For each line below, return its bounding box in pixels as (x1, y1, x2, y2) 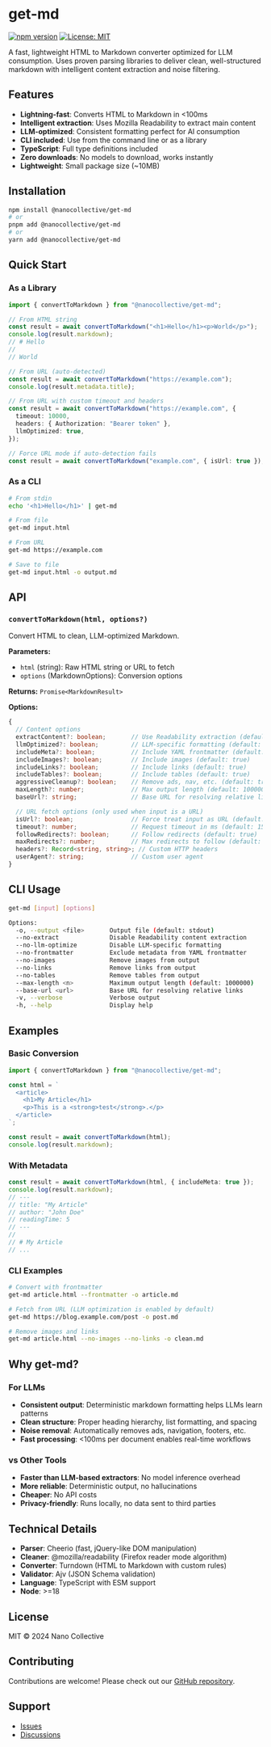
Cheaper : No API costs (19, 1490, 98, 1500)
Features (8, 88, 54, 102)
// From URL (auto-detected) (8, 367, 106, 376)
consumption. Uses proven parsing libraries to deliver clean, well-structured (8, 56, 261, 65)
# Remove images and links (8, 1327, 99, 1336)
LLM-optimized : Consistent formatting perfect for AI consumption (19, 126, 240, 136)
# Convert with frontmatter (8, 1283, 103, 1292)
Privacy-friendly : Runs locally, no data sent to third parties (19, 1499, 216, 1509)
